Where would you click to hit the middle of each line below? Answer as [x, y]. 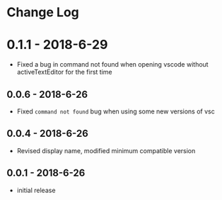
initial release [36, 190]
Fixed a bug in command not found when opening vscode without [113, 65]
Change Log [43, 12]
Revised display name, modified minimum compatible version [106, 150]
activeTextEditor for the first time [64, 72]
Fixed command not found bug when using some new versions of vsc [116, 111]
